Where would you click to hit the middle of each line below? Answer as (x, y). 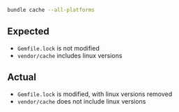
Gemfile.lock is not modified (58, 48)
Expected (29, 31)
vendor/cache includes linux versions (70, 55)
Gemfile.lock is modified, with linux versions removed (95, 94)
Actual (22, 77)
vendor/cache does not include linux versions (81, 101)
